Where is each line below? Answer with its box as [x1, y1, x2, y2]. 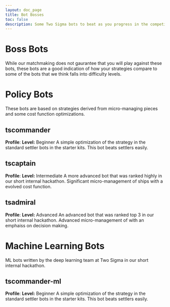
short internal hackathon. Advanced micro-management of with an [5, 217, 144, 223]
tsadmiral [5, 198, 36, 207]
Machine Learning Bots [5, 240, 105, 252]
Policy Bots [5, 89, 54, 100]
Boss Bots [5, 44, 49, 55]
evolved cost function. [5, 183, 52, 189]
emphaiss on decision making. [5, 222, 69, 228]
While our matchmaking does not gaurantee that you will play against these [5, 60, 162, 66]
